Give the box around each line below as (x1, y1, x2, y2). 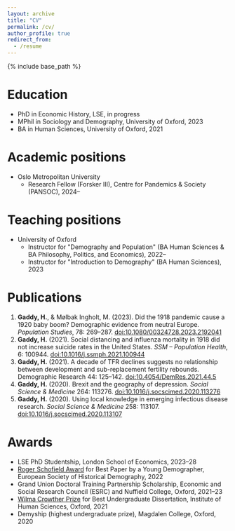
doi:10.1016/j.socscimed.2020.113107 (17, 410, 123, 418)
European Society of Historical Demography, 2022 (17, 472, 163, 480)
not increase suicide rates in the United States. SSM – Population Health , (17, 342, 228, 351)
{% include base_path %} (7, 62, 81, 70)
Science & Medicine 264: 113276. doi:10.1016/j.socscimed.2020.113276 (17, 387, 221, 396)
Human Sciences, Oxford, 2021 (17, 502, 108, 511)
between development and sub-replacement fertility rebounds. (17, 365, 200, 373)
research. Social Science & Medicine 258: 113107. (17, 402, 160, 410)
